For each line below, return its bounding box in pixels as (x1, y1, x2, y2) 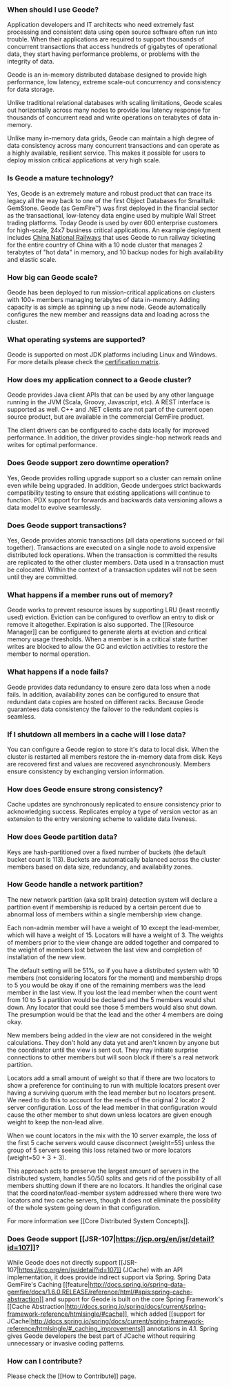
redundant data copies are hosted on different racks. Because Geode (7, 697, 204, 706)
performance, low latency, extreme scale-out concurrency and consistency (7, 78, 221, 86)
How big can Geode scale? (7, 272, 98, 282)
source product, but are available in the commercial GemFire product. (7, 413, 205, 421)
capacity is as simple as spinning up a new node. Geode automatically (7, 303, 207, 311)
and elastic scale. (7, 255, 57, 263)
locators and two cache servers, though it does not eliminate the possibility (7, 1196, 221, 1204)
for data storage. (7, 85, 55, 94)
